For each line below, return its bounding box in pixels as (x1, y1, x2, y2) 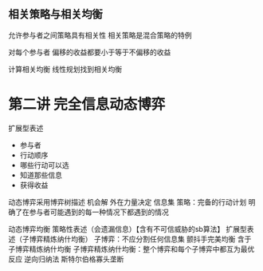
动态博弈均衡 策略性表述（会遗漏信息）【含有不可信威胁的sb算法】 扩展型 (8, 224, 247, 233)
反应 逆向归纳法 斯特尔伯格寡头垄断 (8, 254, 124, 264)
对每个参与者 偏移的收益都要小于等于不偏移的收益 (8, 47, 171, 57)
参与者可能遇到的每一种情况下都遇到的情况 (29, 207, 169, 217)
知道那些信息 (19, 170, 62, 180)
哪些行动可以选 (19, 160, 69, 169)
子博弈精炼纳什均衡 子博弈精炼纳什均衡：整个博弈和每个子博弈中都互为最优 (8, 244, 255, 253)
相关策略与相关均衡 (8, 7, 103, 22)
